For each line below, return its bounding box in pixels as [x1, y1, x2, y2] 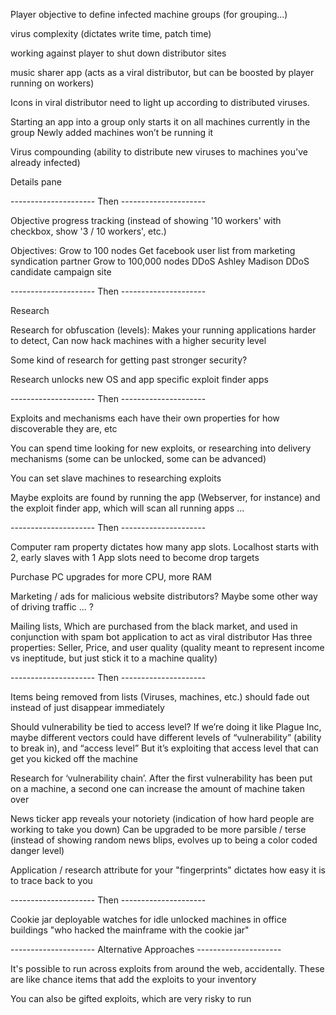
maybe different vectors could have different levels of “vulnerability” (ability [10, 732, 322, 743]
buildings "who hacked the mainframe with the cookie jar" [10, 924, 250, 936]
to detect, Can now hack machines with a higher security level [10, 335, 267, 346]
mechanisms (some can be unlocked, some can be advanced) [10, 453, 267, 464]
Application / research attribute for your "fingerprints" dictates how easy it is [10, 864, 326, 876]
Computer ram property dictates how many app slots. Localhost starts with [10, 541, 320, 553]
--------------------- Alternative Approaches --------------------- [10, 944, 282, 955]
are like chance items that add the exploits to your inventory [10, 974, 257, 985]
